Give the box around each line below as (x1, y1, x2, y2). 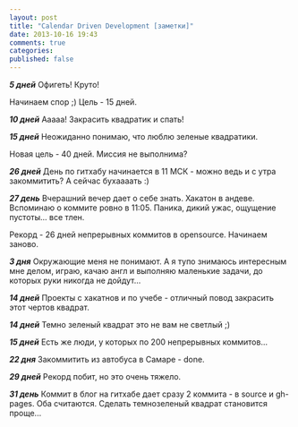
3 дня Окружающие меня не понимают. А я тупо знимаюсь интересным (9, 256, 287, 267)
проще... (9, 408, 42, 418)
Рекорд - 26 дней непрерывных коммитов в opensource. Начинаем (9, 229, 268, 240)
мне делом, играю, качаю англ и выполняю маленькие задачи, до (9, 266, 263, 276)
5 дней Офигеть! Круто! (9, 80, 100, 90)
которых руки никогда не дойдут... (9, 275, 141, 286)
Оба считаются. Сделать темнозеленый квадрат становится (36, 398, 268, 408)
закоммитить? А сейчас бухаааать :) (9, 175, 149, 186)
